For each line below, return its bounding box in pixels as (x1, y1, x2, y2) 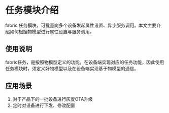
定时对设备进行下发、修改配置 (12, 102, 75, 108)
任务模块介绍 (5, 5, 59, 16)
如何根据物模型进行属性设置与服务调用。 (9, 28, 94, 34)
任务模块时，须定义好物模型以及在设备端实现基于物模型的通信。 (5, 65, 139, 71)
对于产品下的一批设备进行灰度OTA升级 (12, 96, 93, 102)
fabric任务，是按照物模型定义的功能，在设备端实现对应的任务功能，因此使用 (5, 59, 164, 65)
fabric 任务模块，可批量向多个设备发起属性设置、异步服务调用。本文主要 (5, 22, 157, 28)
